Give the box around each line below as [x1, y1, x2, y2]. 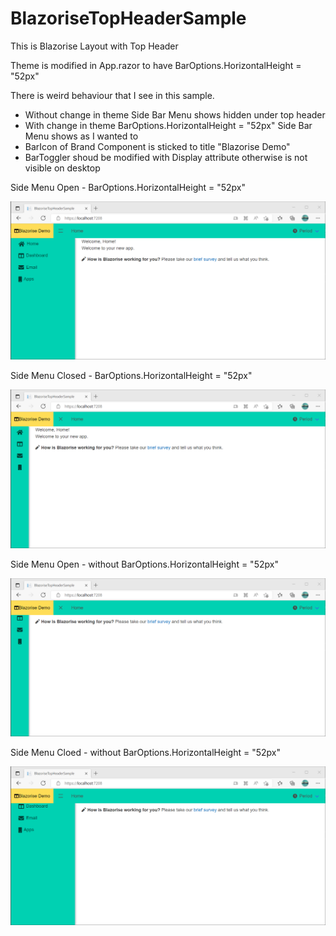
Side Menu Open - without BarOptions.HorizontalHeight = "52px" [10, 558, 279, 570]
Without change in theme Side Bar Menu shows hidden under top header [24, 108, 326, 121]
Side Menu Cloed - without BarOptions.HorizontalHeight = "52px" [10, 747, 281, 759]
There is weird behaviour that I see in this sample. [10, 89, 215, 101]
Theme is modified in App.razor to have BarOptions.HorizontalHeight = [10, 59, 302, 71]
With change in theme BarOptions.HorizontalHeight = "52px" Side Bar [24, 119, 313, 131]
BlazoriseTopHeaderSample [10, 7, 247, 30]
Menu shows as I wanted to [24, 130, 139, 142]
